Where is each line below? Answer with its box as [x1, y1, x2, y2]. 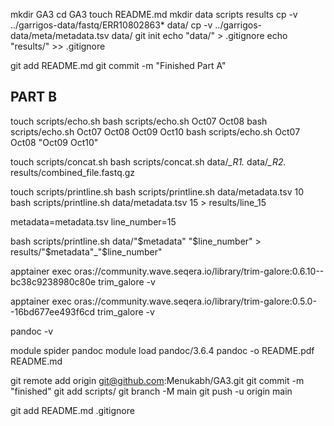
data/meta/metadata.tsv [10, 30, 110, 41]
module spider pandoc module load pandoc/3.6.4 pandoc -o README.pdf [10, 344, 315, 356]
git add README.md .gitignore [10, 404, 135, 416]
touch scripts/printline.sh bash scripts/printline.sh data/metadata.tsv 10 [10, 185, 304, 198]
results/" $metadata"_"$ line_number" [10, 245, 163, 258]
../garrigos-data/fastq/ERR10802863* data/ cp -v [10, 19, 213, 31]
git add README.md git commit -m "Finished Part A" [10, 60, 227, 71]
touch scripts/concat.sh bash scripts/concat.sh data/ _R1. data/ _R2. [10, 155, 287, 168]
